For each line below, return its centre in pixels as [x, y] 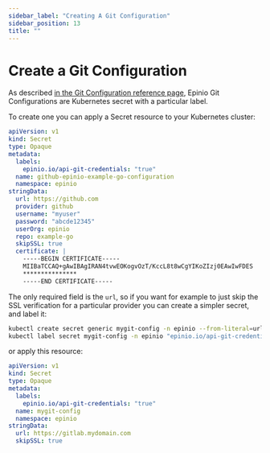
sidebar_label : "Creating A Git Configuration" [90, 16]
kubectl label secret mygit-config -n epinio [86, 336]
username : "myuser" [48, 214]
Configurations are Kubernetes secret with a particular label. [108, 101]
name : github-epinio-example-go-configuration [95, 177]
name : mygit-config [48, 411]
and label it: [27, 314]
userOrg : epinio [43, 229]
